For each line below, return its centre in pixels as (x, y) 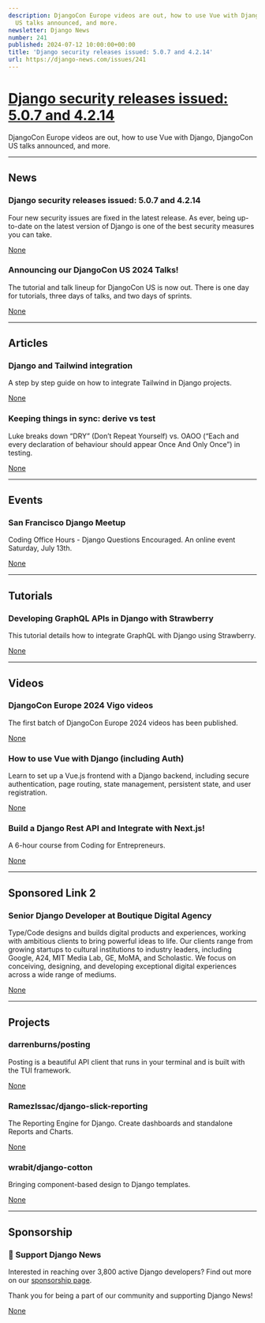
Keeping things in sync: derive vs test (82, 419)
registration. (28, 793)
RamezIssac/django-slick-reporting (78, 1106)
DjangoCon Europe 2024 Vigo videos (81, 705)
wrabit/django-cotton (50, 1167)
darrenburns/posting (49, 1045)
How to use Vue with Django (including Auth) (96, 758)
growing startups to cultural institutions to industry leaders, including (120, 949)
